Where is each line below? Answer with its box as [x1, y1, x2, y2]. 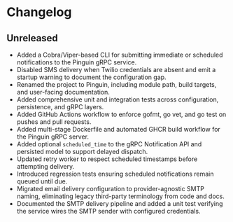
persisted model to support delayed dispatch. [16, 148, 148, 155]
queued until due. [16, 177, 68, 186]
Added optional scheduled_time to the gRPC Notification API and [16, 140, 202, 148]
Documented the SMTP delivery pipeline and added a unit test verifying [16, 200, 223, 207]
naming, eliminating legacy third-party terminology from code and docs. [16, 192, 225, 200]
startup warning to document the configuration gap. [16, 73, 167, 81]
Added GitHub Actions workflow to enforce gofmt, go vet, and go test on [16, 110, 227, 118]
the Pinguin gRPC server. [16, 132, 89, 141]
